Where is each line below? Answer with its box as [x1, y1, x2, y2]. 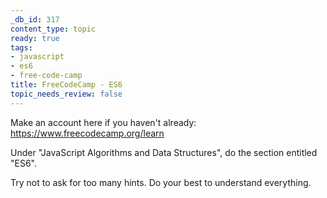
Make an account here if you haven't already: [10, 116, 197, 128]
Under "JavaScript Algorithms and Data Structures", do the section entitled [10, 146, 318, 158]
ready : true [10, 33, 60, 43]
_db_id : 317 [10, 14, 60, 25]
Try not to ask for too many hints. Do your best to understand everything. [10, 176, 312, 188]
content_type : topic [10, 24, 97, 34]
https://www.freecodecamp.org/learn [10, 127, 165, 139]
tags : [10, 42, 33, 53]
